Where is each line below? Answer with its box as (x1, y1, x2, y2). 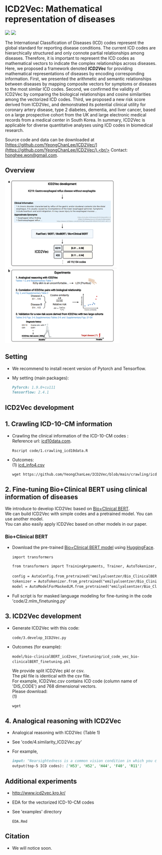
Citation (5, 832, 30, 840)
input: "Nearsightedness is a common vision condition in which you (12, 758, 153, 763)
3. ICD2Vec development (5, 612, 81, 620)
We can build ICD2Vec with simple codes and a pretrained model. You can (5, 511, 153, 517)
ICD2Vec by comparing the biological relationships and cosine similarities (5, 91, 151, 97)
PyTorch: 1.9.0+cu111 (12, 385, 55, 390)
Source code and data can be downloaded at (5, 137, 95, 143)
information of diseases (5, 493, 78, 501)
